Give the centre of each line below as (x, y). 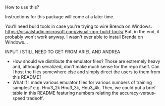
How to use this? (22, 7)
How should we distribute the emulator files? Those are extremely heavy (86, 61)
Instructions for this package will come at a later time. (60, 17)
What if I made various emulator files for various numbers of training (82, 82)
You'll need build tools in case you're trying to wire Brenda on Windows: (79, 26)
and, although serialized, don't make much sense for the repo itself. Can (86, 67)
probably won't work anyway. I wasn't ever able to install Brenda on (74, 37)
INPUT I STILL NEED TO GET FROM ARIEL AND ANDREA (63, 52)
